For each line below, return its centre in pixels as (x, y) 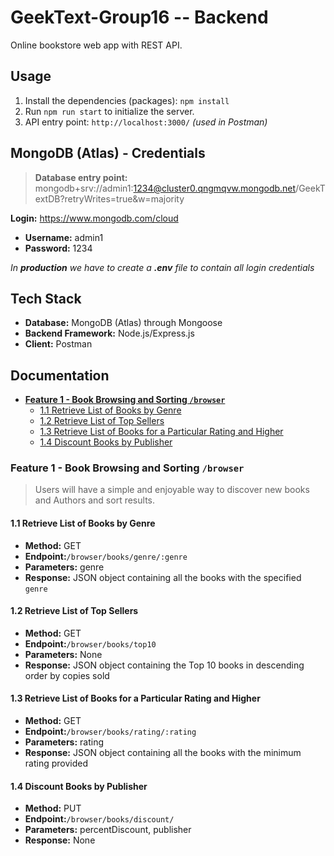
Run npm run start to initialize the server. (109, 111)
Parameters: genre (64, 567)
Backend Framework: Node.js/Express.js (109, 333)
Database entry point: (81, 177)
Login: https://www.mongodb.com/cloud (94, 218)
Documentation (60, 375)
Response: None (60, 840)
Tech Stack (46, 298)
